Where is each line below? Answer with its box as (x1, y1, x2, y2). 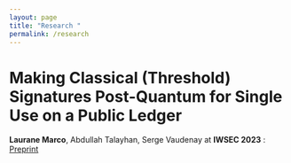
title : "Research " (9, 21, 82, 30)
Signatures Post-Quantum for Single (9, 86, 283, 106)
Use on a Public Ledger (9, 105, 183, 125)
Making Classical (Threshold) (9, 67, 232, 88)
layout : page (9, 12, 58, 22)
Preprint (9, 144, 39, 155)
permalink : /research (9, 29, 90, 38)
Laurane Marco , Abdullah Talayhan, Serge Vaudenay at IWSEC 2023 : (9, 135, 266, 145)
